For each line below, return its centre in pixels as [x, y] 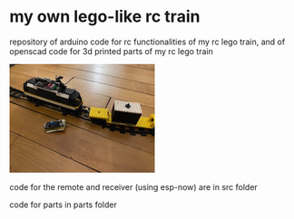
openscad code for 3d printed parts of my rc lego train [111, 51]
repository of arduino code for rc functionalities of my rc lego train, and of [147, 42]
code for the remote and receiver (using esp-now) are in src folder [134, 186]
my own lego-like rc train [105, 17]
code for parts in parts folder [64, 205]
